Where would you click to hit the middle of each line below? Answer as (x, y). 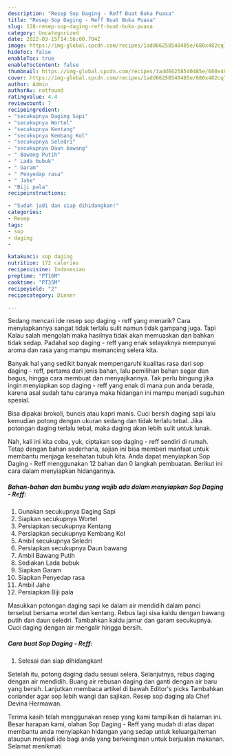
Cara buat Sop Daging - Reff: (50, 643)
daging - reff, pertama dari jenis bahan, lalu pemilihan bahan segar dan (108, 371)
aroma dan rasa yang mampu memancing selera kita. (83, 350)
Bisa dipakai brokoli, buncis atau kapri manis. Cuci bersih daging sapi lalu (112, 414)
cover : (17, 78)
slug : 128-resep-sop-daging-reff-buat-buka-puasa (81, 26)
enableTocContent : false (43, 65)
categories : (25, 212)
